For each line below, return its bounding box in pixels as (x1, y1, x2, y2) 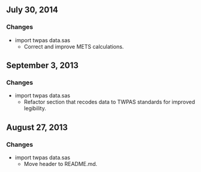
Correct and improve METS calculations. (23, 43, 124, 50)
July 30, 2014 (6, 5, 58, 15)
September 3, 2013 (6, 60, 79, 71)
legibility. (23, 105, 47, 112)
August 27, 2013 (6, 122, 68, 132)
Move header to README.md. (23, 161, 98, 168)
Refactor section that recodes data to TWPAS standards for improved (23, 99, 196, 106)
